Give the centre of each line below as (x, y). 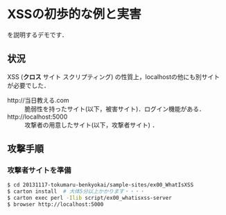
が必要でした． (28, 85)
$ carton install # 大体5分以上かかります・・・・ (76, 191)
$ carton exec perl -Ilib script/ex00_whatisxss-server (89, 198)
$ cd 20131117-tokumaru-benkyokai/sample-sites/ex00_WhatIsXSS (101, 185)
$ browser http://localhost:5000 (55, 205)
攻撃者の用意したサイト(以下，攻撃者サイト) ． (92, 125)
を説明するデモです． (37, 35)
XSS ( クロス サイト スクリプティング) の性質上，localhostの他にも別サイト (114, 76)
